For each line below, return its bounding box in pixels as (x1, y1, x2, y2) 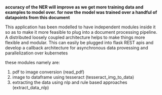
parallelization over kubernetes (5, 50, 68, 56)
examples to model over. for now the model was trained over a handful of (5, 9, 158, 15)
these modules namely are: (5, 60, 60, 65)
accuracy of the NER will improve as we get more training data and (5, 4, 144, 10)
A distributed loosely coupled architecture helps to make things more (5, 34, 145, 40)
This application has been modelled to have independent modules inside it (5, 24, 156, 30)
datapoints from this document (5, 15, 70, 20)
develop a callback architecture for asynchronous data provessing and (5, 45, 149, 50)
